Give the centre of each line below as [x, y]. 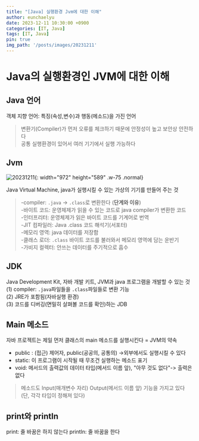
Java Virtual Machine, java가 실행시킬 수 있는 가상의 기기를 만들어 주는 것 [92, 190]
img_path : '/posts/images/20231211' [52, 45]
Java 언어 [24, 100]
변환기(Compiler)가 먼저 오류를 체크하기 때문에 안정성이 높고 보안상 [99, 129]
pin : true [18, 39]
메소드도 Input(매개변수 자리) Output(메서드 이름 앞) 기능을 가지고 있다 [103, 388]
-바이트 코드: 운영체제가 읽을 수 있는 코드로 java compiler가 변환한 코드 [103, 209]
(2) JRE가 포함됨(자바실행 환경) [43, 296]
